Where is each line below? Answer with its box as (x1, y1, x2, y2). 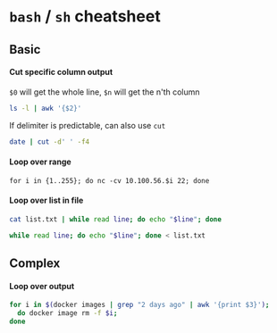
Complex (9, 256, 61, 271)
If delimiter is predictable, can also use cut (9, 120, 166, 130)
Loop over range (9, 156, 71, 167)
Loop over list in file (9, 195, 84, 206)
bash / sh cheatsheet (9, 6, 161, 27)
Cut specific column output (9, 67, 113, 78)
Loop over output (9, 280, 75, 291)
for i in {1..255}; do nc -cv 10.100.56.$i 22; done (9, 176, 210, 185)
